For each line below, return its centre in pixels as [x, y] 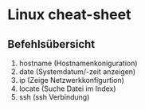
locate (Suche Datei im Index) [67, 88]
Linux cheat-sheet [69, 15]
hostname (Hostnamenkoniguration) [78, 63]
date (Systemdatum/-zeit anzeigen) [77, 72]
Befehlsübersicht [51, 44]
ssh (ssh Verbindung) [54, 97]
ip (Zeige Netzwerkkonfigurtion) [72, 80]
